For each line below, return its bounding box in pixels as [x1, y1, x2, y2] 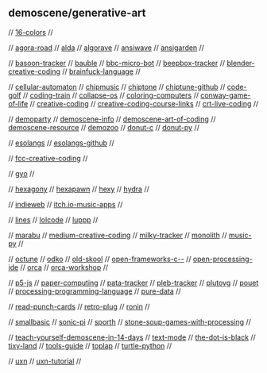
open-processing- [192, 254, 253, 263]
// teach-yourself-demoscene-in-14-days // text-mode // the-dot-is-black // [8, 333, 256, 342]
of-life [8, 98, 29, 108]
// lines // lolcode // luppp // [8, 214, 99, 225]
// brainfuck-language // [62, 67, 141, 76]
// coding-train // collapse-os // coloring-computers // [22, 90, 199, 100]
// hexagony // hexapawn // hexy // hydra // [8, 184, 149, 194]
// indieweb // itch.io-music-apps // [8, 199, 123, 209]
